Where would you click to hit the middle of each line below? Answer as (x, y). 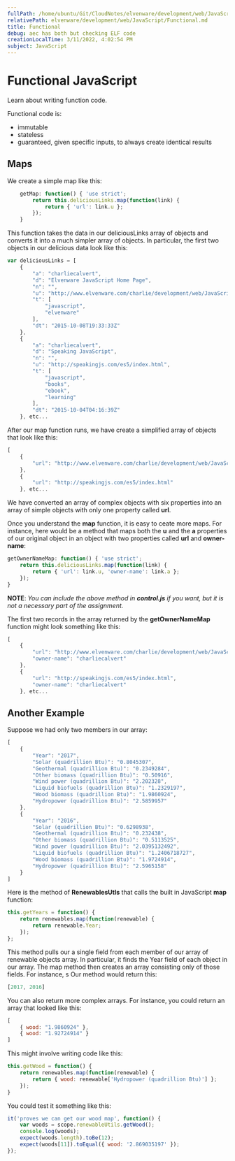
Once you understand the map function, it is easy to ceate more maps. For (115, 524)
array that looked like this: (44, 1008)
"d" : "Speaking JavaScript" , (75, 352)
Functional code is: (35, 113)
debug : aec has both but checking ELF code (72, 33)
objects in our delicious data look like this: (67, 248)
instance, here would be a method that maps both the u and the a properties (117, 531)
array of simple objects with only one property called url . (89, 510)
